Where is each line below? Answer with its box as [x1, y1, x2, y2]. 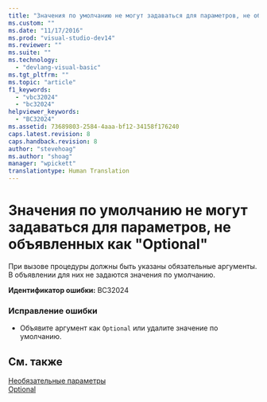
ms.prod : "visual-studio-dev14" [8, 33, 115, 42]
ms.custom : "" [8, 19, 56, 27]
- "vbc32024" [15, 93, 59, 101]
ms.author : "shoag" [8, 152, 73, 160]
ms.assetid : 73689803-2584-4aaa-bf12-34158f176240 [8, 123, 180, 131]
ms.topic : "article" [8, 78, 77, 86]
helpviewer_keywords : [8, 108, 80, 116]
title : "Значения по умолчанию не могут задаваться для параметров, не [8, 11, 250, 20]
